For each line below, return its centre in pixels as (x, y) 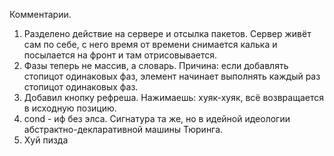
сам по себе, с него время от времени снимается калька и (150, 44)
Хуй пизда (46, 140)
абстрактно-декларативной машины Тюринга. (123, 129)
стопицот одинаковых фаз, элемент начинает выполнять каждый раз (172, 76)
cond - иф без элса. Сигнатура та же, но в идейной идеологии (157, 118)
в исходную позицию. (70, 108)
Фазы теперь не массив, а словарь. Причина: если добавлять (156, 65)
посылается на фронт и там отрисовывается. (120, 55)
